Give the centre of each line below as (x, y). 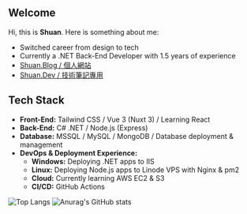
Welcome (32, 13)
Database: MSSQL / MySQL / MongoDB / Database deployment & (127, 136)
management (41, 145)
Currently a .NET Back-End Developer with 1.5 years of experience (127, 55)
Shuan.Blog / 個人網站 (55, 65)
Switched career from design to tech (79, 47)
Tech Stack (36, 101)
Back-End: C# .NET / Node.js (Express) (84, 128)
